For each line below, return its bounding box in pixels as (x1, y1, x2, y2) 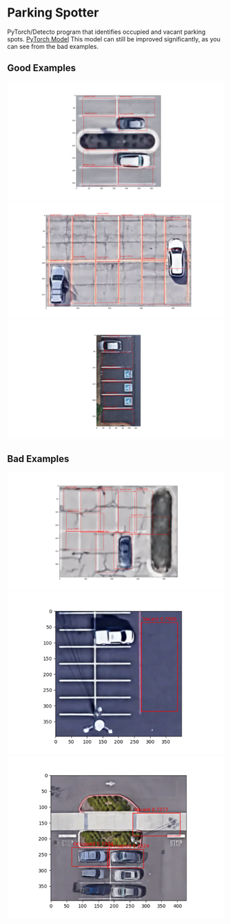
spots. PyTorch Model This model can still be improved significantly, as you (7, 34, 221, 43)
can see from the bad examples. (7, 42, 98, 50)
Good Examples (7, 62, 76, 74)
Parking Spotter (7, 5, 99, 21)
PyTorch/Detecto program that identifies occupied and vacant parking (7, 28, 206, 36)
